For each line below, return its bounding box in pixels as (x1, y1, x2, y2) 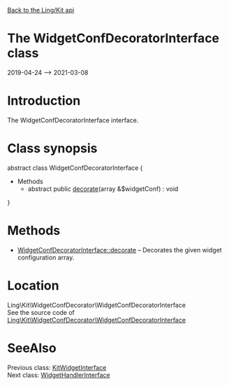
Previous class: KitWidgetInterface (7, 363, 107, 371)
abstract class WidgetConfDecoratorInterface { (7, 164, 143, 172)
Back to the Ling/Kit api (7, 6, 75, 14)
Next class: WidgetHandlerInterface (7, 371, 110, 379)
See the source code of (7, 308, 75, 317)
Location (7, 278, 59, 293)
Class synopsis (7, 141, 98, 157)
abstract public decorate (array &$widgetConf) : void (27, 185, 179, 193)
